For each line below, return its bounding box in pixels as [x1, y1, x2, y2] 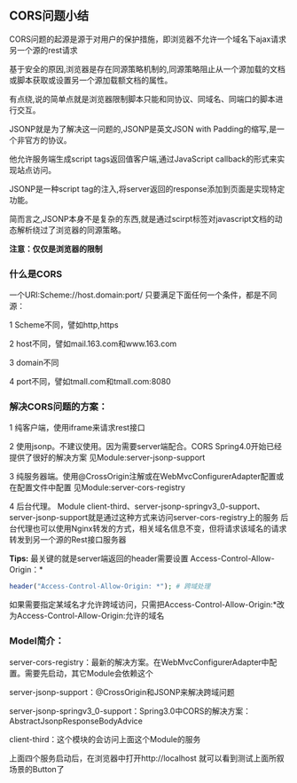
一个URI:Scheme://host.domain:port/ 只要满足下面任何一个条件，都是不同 [9, 289, 277, 300]
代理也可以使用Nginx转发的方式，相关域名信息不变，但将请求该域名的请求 [16, 523, 287, 534]
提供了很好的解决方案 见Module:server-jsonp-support [9, 452, 206, 463]
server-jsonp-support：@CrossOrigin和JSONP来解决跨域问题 [9, 686, 235, 697]
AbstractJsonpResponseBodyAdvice [9, 716, 144, 726]
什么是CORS [9, 267, 63, 280]
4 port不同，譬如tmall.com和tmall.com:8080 [9, 376, 171, 387]
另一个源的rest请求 [9, 44, 78, 55]
